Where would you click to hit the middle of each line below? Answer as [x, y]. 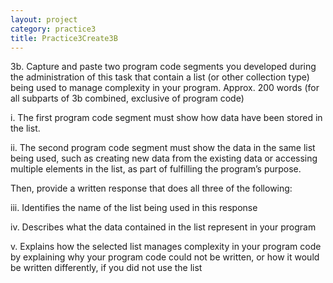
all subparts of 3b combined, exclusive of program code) [127, 98]
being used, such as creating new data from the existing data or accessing [164, 158]
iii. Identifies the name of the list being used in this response [134, 208]
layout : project [44, 19]
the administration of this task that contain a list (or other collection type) [160, 77]
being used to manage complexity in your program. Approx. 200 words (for [165, 88]
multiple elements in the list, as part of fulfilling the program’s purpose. [156, 169]
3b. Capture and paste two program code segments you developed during [163, 67]
